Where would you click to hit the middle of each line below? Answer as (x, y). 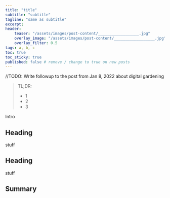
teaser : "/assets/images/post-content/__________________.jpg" (82, 34)
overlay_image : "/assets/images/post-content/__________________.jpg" (90, 39)
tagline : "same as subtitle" (36, 19)
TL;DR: (25, 86)
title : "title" (21, 10)
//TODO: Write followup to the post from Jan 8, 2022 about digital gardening (85, 76)
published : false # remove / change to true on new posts (68, 62)
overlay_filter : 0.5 (36, 43)
